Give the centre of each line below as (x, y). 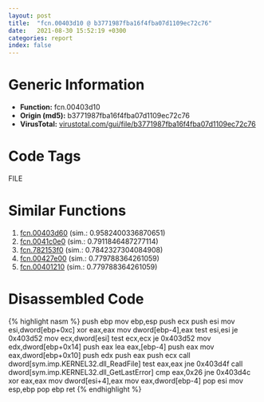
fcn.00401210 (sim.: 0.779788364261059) (89, 267)
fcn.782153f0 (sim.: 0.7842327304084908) (91, 249)
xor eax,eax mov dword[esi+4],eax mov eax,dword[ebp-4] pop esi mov (126, 380)
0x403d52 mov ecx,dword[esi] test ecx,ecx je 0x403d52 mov (110, 338)
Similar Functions (67, 211)
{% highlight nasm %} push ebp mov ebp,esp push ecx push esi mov (122, 321)
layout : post (30, 16)
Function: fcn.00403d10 (60, 107)
